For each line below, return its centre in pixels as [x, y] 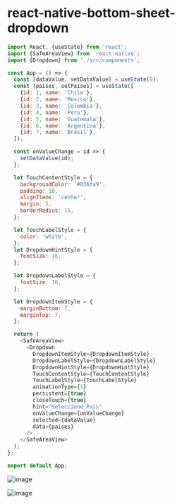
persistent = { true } [60, 394]
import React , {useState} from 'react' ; [68, 47]
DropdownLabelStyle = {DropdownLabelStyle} [95, 360]
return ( [26, 335]
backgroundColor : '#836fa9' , [63, 184]
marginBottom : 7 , [45, 308]
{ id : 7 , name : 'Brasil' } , [58, 133]
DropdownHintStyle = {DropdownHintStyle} [91, 367]
